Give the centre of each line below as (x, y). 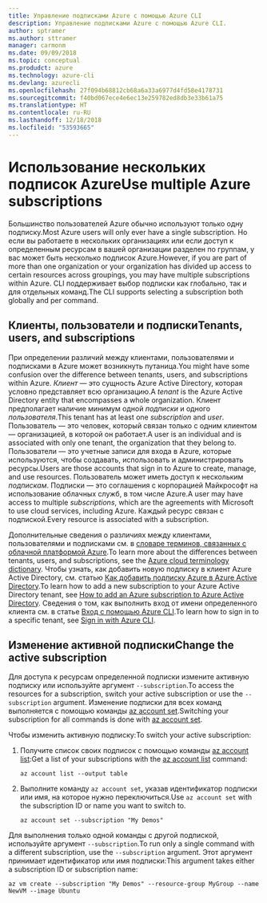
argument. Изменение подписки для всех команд (137, 703)
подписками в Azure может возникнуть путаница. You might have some (129, 366)
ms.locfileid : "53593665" (51, 128)
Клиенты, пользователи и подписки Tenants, (126, 326)
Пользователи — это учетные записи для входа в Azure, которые (120, 451)
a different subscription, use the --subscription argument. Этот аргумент (131, 852)
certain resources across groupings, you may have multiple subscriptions (129, 274)
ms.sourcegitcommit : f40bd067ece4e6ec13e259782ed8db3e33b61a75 (116, 98)
